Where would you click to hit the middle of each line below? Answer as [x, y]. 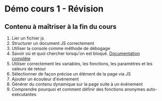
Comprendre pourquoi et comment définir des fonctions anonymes [78, 89]
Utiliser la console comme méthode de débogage [61, 48]
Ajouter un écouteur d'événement [45, 79]
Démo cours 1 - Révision [54, 9]
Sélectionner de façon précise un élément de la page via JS [71, 74]
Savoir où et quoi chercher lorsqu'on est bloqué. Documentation [76, 53]
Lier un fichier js [28, 38]
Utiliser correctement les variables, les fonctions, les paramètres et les [82, 64]
